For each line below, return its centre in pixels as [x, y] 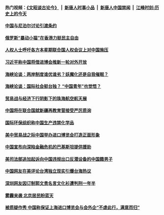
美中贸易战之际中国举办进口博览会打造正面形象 [52, 135]
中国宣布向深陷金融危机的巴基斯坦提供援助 [48, 147]
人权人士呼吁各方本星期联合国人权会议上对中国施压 [57, 50]
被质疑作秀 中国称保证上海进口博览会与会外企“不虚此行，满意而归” [72, 208]
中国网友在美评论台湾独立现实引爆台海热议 [48, 171]
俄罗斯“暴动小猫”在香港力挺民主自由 [42, 38]
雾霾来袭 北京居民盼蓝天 [29, 195]
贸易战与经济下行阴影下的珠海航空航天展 [46, 98]
